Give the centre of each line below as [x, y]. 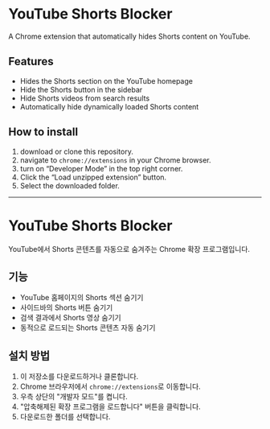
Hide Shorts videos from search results [85, 98]
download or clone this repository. [77, 151]
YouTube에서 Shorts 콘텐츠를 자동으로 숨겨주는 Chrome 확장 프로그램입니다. [129, 249]
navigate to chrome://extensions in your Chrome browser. [115, 160]
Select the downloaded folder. [70, 185]
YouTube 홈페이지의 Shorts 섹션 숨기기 [82, 298]
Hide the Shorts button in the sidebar [81, 89]
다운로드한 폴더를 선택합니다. [65, 417]
